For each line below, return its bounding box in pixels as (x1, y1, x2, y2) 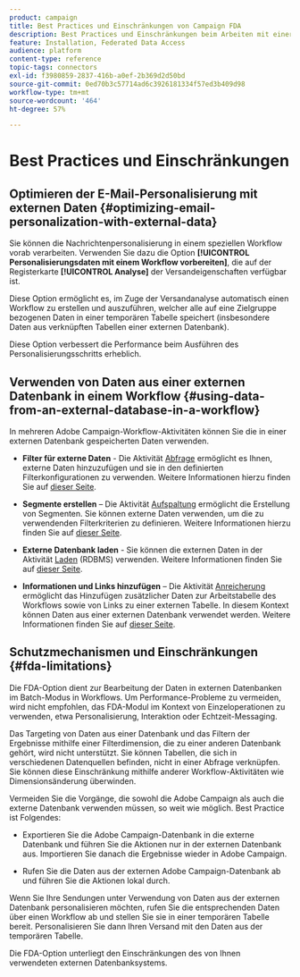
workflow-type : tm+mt (9, 88, 90, 97)
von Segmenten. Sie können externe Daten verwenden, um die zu (21, 509, 264, 519)
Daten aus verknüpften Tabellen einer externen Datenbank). (9, 322, 229, 333)
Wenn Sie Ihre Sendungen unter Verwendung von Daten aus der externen (9, 892, 279, 903)
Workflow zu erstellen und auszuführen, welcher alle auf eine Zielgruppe (9, 303, 277, 314)
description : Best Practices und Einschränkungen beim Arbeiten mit (9, 29, 270, 38)
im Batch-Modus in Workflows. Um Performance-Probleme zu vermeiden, (9, 692, 281, 703)
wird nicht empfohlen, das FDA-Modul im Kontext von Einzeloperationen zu (9, 701, 286, 712)
